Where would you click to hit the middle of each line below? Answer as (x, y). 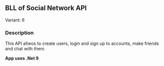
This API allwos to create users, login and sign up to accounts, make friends (82, 43)
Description (19, 33)
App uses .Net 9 (22, 58)
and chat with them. (25, 49)
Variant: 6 (15, 20)
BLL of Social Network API (46, 8)
